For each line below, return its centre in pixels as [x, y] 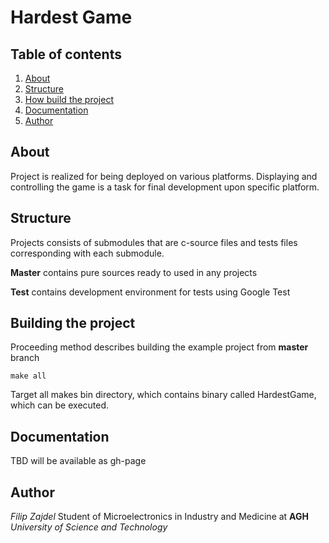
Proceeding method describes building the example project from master [159, 347]
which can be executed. [60, 405]
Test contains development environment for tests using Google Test [150, 292]
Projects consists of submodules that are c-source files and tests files [154, 242]
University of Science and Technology [89, 527]
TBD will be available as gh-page [78, 461]
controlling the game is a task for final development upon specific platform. [165, 187]
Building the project [73, 323]
